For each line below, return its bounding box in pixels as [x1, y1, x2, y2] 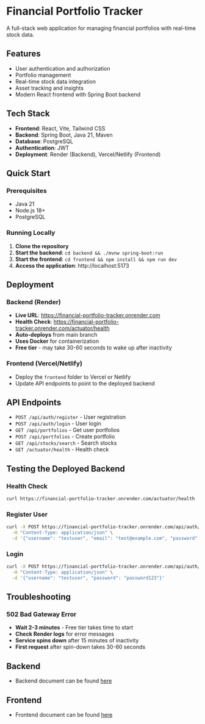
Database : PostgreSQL [15, 137, 74, 145]
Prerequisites [6, 186, 47, 195]
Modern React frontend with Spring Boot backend [15, 90, 141, 98]
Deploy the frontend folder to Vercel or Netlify [15, 373, 131, 381]
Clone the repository [15, 242, 69, 249]
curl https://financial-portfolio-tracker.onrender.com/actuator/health [6, 496, 195, 502]
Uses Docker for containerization [15, 337, 99, 345]
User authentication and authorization [15, 65, 111, 72]
